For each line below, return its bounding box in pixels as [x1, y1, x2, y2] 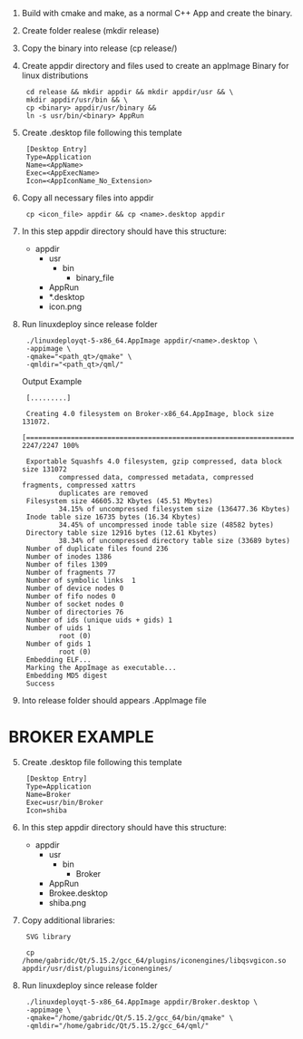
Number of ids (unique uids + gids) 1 [25, 616, 173, 625]
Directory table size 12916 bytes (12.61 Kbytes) [25, 529, 218, 538]
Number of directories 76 [25, 607, 124, 617]
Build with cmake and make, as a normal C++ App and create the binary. [21, 8, 293, 18]
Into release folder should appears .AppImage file [21, 695, 207, 705]
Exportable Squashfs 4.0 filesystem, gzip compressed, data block [25, 457, 282, 466]
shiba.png [48, 897, 87, 908]
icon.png [48, 301, 83, 312]
